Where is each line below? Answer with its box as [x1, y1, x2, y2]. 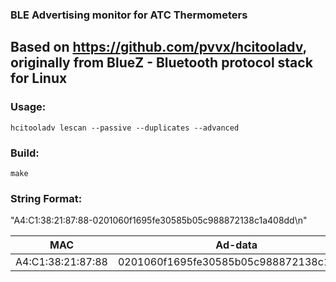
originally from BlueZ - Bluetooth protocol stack [10, 54, 313, 72]
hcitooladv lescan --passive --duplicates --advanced [10, 123, 240, 133]
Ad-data [215, 238, 258, 252]
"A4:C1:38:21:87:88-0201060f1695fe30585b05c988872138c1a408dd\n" [10, 214, 308, 227]
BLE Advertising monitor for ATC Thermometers [10, 8, 248, 22]
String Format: [10, 191, 83, 205]
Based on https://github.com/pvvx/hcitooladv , [10, 39, 307, 56]
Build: [10, 146, 40, 160]
